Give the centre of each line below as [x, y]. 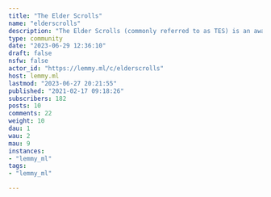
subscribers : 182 [38, 98]
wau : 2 [19, 136]
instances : [27, 151]
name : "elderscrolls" [45, 23]
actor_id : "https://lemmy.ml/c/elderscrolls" [86, 69]
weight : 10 [27, 121]
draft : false [30, 53]
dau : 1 [19, 128]
